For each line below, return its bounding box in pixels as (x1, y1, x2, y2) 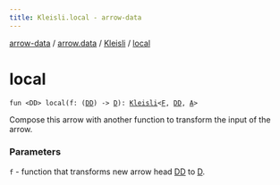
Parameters (9, 146, 61, 158)
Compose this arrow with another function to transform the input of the (9, 114, 271, 125)
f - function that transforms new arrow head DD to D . (9, 166, 206, 177)
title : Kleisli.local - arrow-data (9, 13, 142, 22)
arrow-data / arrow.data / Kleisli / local (9, 38, 150, 48)
